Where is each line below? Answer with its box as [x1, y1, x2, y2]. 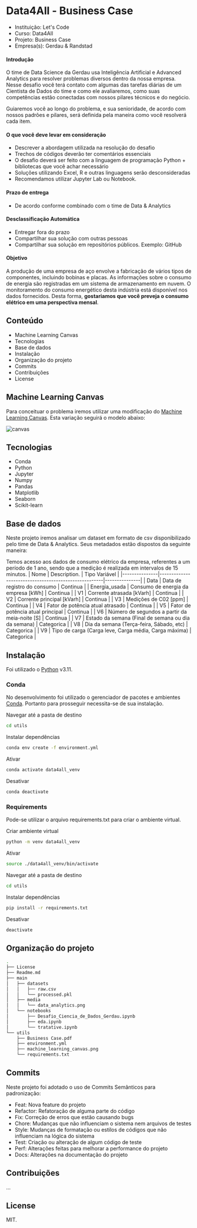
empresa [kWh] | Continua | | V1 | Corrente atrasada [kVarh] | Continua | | [6, 590, 184, 597]
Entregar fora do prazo [14, 228, 70, 236]
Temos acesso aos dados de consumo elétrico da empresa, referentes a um [6, 558, 191, 566]
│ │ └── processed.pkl [6, 992, 72, 998]
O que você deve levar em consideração [6, 131, 106, 138]
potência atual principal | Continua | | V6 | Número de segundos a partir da [6, 608, 187, 615]
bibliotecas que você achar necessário [14, 163, 109, 170]
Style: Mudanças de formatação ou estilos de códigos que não [14, 1126, 167, 1133]
